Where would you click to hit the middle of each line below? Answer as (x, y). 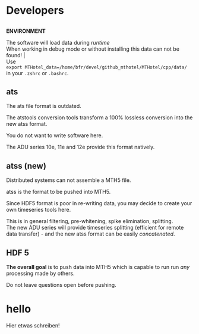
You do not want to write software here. (55, 135)
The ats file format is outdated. (44, 106)
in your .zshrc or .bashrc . (37, 73)
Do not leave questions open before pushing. (61, 285)
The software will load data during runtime (58, 42)
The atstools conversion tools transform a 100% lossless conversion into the (99, 117)
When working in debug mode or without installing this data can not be (93, 49)
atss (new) (26, 166)
